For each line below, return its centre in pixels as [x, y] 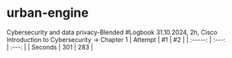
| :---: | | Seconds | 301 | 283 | [50, 47]
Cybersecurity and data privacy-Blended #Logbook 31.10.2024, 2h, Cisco [112, 32]
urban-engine [48, 13]
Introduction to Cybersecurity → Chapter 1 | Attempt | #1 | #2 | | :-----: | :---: [116, 39]
